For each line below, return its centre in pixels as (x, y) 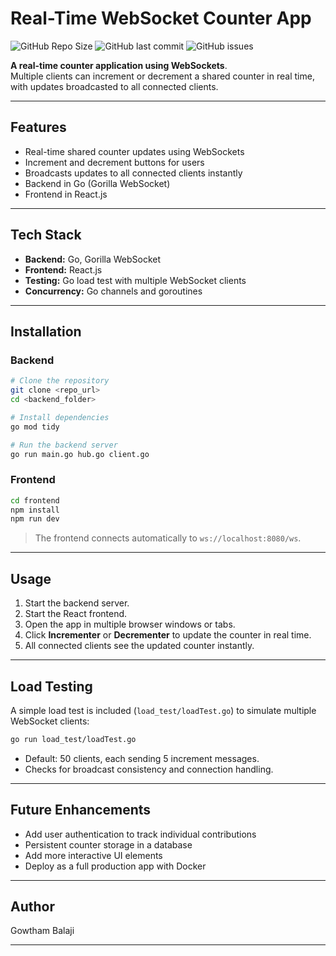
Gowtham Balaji (42, 931)
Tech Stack (46, 235)
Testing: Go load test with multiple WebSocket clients (135, 280)
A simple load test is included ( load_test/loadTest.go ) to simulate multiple (163, 710)
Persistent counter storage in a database (108, 844)
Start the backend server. (77, 603)
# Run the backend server (64, 445)
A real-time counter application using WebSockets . (119, 65)
